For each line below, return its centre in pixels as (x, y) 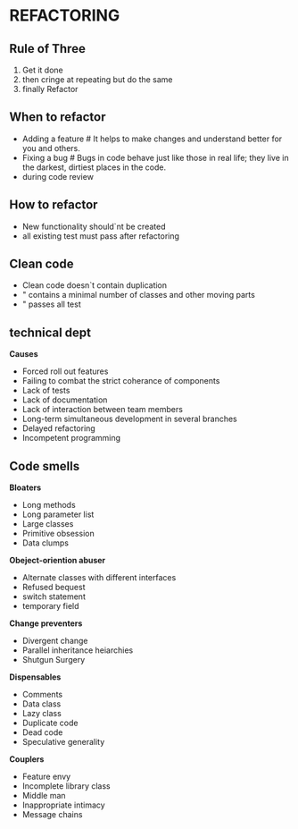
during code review (58, 176)
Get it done (43, 70)
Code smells (45, 466)
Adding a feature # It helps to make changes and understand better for (152, 139)
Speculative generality (63, 742)
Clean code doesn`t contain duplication (95, 285)
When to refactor (58, 117)
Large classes (48, 524)
